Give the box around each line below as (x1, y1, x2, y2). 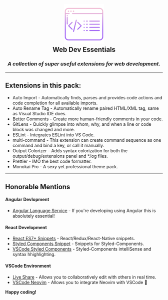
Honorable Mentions (5, 182, 70, 191)
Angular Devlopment (5, 197, 49, 203)
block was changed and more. (12, 126, 75, 132)
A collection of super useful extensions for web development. (7, 60, 161, 67)
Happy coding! (5, 289, 36, 295)
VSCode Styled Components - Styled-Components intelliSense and (12, 246, 151, 252)
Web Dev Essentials (52, 45, 116, 54)
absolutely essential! (12, 213, 55, 219)
